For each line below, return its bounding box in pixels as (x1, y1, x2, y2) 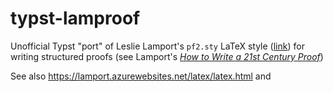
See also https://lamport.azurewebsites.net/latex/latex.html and (10, 70, 272, 82)
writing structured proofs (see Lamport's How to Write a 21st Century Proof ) (10, 50, 324, 62)
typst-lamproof (10, 7, 141, 30)
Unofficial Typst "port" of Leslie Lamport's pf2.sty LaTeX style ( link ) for (10, 40, 305, 52)
